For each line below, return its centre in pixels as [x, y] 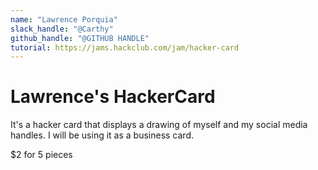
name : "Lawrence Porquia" [64, 19]
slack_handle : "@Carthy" [62, 29]
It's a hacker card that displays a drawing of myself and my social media [159, 125]
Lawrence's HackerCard [113, 97]
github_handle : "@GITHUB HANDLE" [80, 38]
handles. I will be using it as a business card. [102, 135]
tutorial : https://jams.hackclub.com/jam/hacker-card [125, 47]
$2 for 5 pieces [41, 155]
